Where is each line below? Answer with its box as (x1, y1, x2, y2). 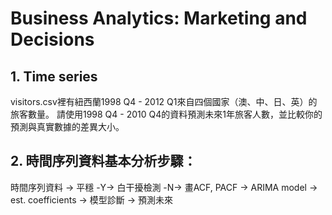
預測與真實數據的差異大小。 (10, 121, 125, 132)
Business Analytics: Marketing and (10, 7, 308, 30)
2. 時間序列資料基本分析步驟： (10, 153, 197, 170)
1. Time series (10, 68, 98, 85)
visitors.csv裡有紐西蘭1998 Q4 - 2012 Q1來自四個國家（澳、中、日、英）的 (10, 96, 318, 107)
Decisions (10, 28, 95, 51)
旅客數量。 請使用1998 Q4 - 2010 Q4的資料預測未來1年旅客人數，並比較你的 (10, 108, 323, 120)
